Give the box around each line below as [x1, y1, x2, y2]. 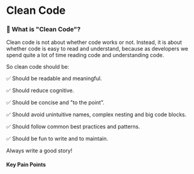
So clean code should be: [6, 63, 70, 70]
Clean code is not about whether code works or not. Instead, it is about [6, 39, 182, 46]
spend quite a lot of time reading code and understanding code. [6, 52, 164, 59]
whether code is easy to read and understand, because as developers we [6, 45, 189, 52]
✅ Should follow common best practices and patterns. [6, 123, 141, 130]
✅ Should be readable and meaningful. [6, 75, 102, 82]
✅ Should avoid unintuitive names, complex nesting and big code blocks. [6, 111, 187, 118]
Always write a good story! [6, 147, 73, 154]
